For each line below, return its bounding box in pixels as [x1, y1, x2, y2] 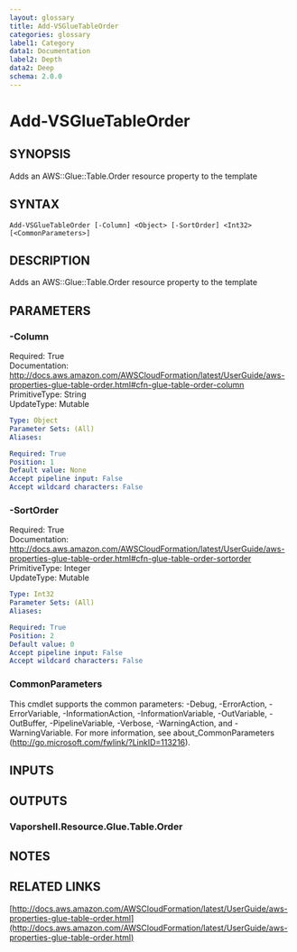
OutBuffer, [9, 717, 48, 728]
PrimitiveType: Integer [9, 563, 91, 574]
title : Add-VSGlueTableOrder [9, 22, 119, 31]
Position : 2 [9, 631, 54, 641]
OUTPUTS [9, 793, 68, 809]
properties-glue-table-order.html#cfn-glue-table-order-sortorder [9, 553, 252, 564]
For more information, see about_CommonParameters [75, 727, 275, 738]
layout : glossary [9, 13, 75, 23]
